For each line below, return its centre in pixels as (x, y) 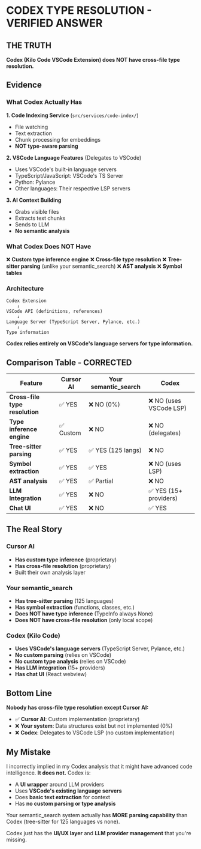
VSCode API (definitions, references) (54, 312)
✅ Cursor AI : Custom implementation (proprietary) (77, 719)
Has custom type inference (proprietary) (66, 560)
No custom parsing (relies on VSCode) (63, 655)
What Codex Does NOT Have (49, 246)
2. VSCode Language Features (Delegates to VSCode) (74, 157)
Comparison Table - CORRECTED (69, 362)
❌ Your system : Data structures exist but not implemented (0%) (94, 726)
